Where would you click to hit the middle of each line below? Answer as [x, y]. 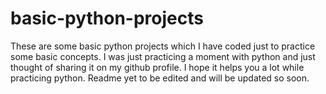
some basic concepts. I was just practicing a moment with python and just [163, 56]
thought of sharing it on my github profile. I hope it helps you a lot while [157, 67]
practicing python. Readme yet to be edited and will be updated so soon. [160, 78]
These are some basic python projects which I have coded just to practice [163, 46]
